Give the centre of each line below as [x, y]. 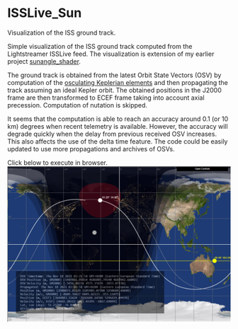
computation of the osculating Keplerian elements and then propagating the [118, 82]
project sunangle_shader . [44, 61]
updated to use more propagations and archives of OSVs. [91, 149]
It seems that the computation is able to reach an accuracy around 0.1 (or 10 [118, 119]
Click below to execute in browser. [58, 162]
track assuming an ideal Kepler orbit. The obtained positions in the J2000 [114, 90]
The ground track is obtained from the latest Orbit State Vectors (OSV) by [114, 75]
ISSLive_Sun [45, 13]
